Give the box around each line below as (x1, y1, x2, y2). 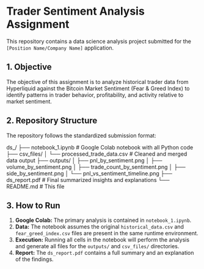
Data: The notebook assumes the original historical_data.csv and (15, 223, 184, 230)
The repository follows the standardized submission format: (6, 132, 157, 139)
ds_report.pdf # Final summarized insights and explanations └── (6, 176, 170, 183)
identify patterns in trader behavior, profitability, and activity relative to (6, 91, 184, 99)
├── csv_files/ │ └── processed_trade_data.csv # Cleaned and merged (6, 150, 188, 157)
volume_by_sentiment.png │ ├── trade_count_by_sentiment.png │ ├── (6, 163, 186, 170)
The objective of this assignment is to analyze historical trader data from (6, 78, 189, 85)
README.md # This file (6, 183, 65, 190)
